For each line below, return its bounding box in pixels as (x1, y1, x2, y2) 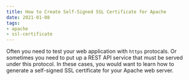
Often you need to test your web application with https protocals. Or (6, 48, 177, 55)
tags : (6, 20, 20, 26)
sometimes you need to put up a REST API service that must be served (6, 54, 183, 61)
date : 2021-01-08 (6, 14, 50, 20)
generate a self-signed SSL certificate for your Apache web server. (6, 67, 174, 74)
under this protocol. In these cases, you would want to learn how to (6, 61, 174, 68)
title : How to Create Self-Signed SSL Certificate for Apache (6, 8, 167, 15)
